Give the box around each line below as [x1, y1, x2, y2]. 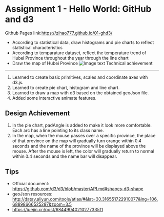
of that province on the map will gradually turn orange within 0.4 [12, 138, 142, 144]
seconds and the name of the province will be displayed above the [12, 143, 146, 149]
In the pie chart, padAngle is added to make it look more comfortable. [12, 122, 152, 128]
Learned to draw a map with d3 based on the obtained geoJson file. [12, 89, 149, 96]
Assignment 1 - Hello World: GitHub [5, 3, 152, 15]
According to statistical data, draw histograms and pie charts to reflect [12, 39, 154, 45]
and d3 [5, 14, 34, 25]
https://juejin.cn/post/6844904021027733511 [12, 206, 103, 212]
